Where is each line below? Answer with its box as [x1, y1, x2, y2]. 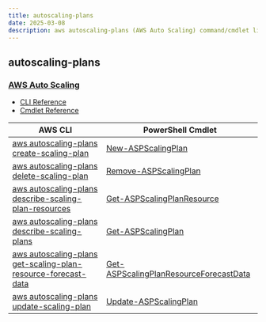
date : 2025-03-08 [8, 19, 66, 27]
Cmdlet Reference [19, 106, 79, 116]
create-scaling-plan [12, 148, 89, 159]
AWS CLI [38, 124, 73, 135]
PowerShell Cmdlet [142, 124, 218, 135]
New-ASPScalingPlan [105, 143, 188, 154]
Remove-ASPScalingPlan [105, 165, 201, 176]
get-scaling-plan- [12, 259, 83, 270]
